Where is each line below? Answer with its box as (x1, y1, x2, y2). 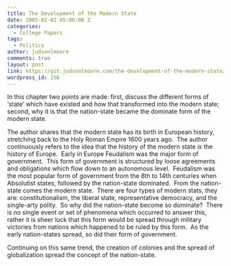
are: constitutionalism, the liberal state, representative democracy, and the (7, 194, 218, 202)
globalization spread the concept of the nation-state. (7, 251, 157, 259)
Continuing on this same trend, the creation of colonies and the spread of (7, 243, 215, 252)
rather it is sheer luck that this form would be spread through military (7, 216, 201, 224)
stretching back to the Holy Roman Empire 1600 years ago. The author (7, 135, 208, 144)
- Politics (13, 42, 45, 49)
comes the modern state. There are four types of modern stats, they (23, 186, 218, 195)
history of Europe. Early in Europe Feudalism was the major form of (7, 150, 199, 158)
